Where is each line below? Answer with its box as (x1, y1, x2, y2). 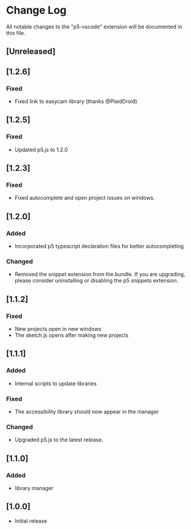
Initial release (14, 517, 47, 524)
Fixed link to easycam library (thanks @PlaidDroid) (14, 98, 137, 105)
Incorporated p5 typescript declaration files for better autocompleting (14, 243, 184, 250)
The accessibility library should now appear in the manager (14, 408, 159, 416)
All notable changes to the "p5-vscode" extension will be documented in (6, 23, 183, 30)
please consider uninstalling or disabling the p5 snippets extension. (14, 277, 179, 284)
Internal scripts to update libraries (14, 379, 97, 387)
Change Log (6, 4, 67, 17)
